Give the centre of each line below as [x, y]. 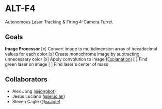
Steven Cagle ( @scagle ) [36, 101]
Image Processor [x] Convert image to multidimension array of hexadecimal [81, 48]
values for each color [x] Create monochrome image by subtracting [72, 54]
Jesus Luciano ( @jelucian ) [39, 96]
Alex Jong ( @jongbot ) [34, 91]
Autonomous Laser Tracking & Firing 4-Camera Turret [59, 22]
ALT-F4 [20, 8]
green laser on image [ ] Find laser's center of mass [57, 64]
